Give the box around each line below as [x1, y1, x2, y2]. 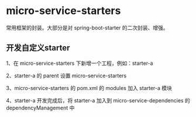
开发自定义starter [6, 43, 70, 53]
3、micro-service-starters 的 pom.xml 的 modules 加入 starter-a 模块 [6, 84, 173, 91]
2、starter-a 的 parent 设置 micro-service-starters [6, 72, 127, 79]
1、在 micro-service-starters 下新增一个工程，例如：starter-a [6, 60, 153, 67]
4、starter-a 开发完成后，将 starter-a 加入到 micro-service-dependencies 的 [6, 97, 190, 104]
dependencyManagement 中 [6, 104, 75, 111]
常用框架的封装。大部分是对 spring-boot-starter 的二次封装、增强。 [6, 24, 169, 31]
